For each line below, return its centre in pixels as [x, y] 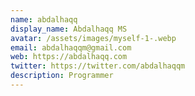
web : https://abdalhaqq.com [69, 57]
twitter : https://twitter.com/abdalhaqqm [98, 66]
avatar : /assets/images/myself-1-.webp [93, 38]
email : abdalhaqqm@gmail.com [71, 47]
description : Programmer [62, 76]
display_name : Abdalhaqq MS [69, 29]
